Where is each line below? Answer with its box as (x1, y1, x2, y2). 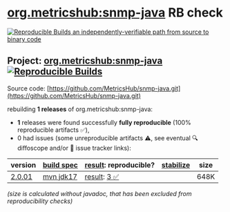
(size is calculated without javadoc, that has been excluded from (7, 189, 192, 197)
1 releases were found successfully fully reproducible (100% (17, 118, 191, 126)
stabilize (161, 160, 191, 170)
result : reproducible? (84, 160, 155, 170)
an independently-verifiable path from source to (72, 28, 209, 36)
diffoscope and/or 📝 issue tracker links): (17, 144, 131, 152)
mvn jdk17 (42, 171, 78, 181)
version (10, 160, 37, 170)
